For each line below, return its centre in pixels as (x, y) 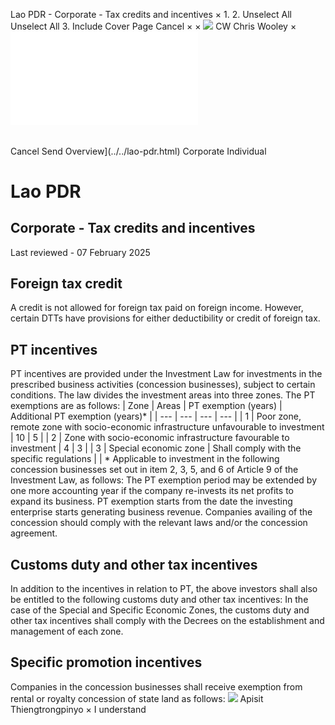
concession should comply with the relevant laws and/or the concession (159, 523)
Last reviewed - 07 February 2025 (80, 252)
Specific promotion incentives (106, 662)
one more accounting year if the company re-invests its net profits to (152, 491)
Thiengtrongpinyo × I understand (78, 709)
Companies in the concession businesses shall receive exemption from (156, 686)
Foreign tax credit (66, 283)
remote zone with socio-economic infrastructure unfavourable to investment (167, 427)
